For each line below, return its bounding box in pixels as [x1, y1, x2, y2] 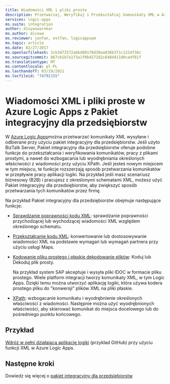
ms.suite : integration [5, 21, 53, 27]
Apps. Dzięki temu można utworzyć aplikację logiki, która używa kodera [12, 280, 163, 286]
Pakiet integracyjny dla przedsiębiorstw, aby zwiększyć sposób [5, 182, 138, 188]
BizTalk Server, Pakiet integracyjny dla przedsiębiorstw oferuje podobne [5, 144, 156, 150]
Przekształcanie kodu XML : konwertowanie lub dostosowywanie [12, 233, 147, 239]
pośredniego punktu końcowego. [12, 311, 82, 317]
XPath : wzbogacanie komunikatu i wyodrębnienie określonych [12, 295, 143, 301]
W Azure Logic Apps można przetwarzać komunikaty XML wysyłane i [5, 133, 149, 139]
